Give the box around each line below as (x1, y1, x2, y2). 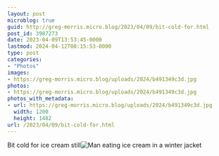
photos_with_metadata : (7, 96, 74, 103)
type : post (7, 50, 39, 57)
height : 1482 (13, 115, 52, 122)
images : (7, 69, 30, 76)
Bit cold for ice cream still (7, 141, 81, 149)
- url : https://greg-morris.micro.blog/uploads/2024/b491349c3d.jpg (7, 102, 213, 109)
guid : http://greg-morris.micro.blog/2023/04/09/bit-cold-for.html (7, 23, 210, 30)
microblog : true (7, 17, 55, 24)
